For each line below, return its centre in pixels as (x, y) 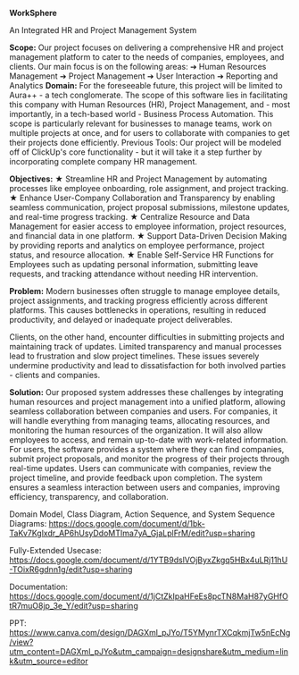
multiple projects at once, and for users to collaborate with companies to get (149, 133)
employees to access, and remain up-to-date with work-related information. (149, 440)
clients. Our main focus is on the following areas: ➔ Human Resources (138, 67)
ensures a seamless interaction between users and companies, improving (145, 487)
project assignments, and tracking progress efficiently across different (138, 300)
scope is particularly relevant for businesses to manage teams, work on (141, 123)
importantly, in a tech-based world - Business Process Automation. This (141, 114)
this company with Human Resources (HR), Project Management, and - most (150, 105)
